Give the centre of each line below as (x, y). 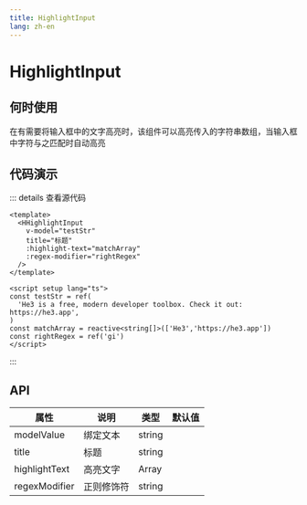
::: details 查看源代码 (48, 198)
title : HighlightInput (53, 18)
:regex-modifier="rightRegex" (84, 257)
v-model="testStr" (61, 231)
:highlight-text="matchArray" (84, 249)
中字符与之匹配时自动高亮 (58, 142)
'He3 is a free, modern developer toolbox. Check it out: (131, 305)
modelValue (40, 435)
